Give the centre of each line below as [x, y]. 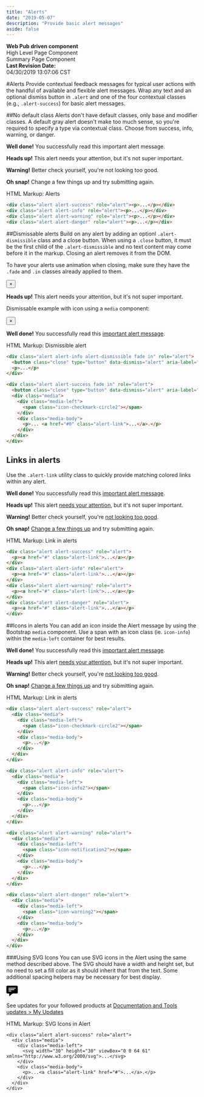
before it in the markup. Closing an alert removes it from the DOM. [89, 253]
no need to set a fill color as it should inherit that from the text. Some [92, 971]
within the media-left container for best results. [66, 638]
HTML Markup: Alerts [33, 194]
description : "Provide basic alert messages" [65, 23]
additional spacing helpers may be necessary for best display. [84, 977]
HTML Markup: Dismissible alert [46, 345]
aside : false [23, 29]
